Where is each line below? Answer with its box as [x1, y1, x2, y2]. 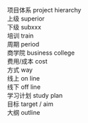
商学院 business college [7, 49, 75, 57]
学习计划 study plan [7, 92, 63, 99]
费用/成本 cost [7, 57, 48, 65]
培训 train [7, 31, 34, 40]
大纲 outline [7, 109, 41, 116]
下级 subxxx [7, 23, 41, 31]
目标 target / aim [7, 100, 54, 108]
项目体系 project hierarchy [7, 6, 81, 14]
